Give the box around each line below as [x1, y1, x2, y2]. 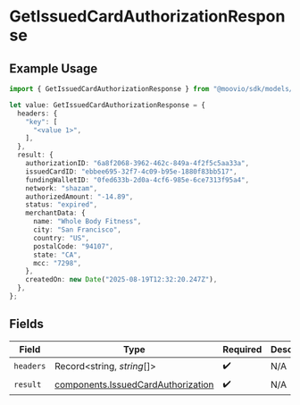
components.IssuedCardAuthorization [54, 378, 214, 391]
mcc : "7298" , [32, 258, 82, 267]
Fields [9, 316, 45, 332]
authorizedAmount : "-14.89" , [25, 192, 134, 201]
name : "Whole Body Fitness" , [32, 217, 142, 226]
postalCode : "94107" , [32, 241, 114, 251]
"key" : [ [25, 117, 58, 126]
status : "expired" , [25, 200, 98, 209]
